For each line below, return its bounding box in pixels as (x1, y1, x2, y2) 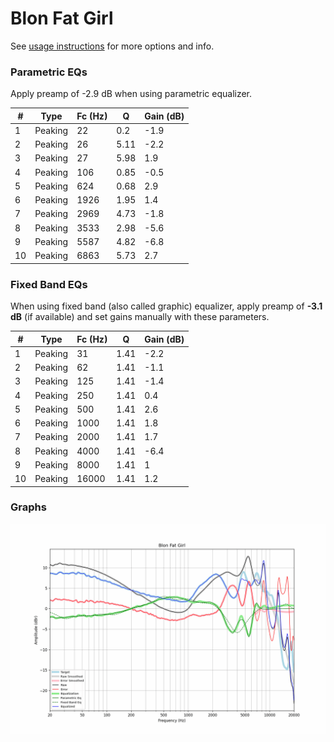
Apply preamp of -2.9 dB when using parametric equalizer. (10, 88, 253, 100)
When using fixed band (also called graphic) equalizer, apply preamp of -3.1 (10, 300, 323, 312)
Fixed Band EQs (10, 277, 88, 291)
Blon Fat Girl (10, 7, 114, 30)
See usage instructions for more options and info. (10, 40, 215, 52)
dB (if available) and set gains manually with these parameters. (10, 311, 270, 323)
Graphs (10, 500, 47, 514)
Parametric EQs (10, 65, 88, 79)
